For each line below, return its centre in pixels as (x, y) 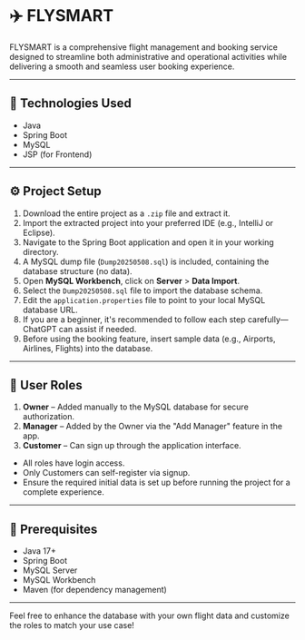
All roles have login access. (74, 463)
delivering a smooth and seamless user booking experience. (122, 66)
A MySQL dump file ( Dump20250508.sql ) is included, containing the (146, 261)
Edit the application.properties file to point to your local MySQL (144, 300)
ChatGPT (39, 329)
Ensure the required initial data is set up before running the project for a (156, 482)
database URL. (50, 310)
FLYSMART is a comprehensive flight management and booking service (144, 47)
